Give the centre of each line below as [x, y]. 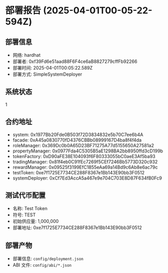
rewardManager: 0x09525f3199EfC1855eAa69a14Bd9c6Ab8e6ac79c [85, 167]
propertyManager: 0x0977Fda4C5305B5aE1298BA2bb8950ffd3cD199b [88, 151]
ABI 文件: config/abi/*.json [42, 265]
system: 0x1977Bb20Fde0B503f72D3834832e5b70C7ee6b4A [78, 134]
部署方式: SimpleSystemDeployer [47, 74]
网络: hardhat [26, 55]
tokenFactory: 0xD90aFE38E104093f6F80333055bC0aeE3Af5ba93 [84, 156]
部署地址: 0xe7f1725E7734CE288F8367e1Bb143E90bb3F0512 [77, 227]
